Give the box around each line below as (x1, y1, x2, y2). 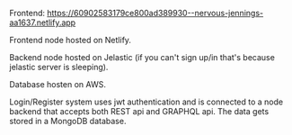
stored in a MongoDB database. (9, 116, 127, 126)
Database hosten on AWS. (9, 79, 106, 89)
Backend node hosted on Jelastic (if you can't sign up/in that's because (9, 52, 276, 62)
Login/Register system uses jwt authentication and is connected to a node (9, 96, 284, 107)
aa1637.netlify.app (9, 17, 76, 28)
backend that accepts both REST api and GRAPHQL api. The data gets (9, 106, 270, 116)
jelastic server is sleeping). (9, 62, 109, 72)
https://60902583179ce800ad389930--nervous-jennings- (46, 8, 263, 18)
